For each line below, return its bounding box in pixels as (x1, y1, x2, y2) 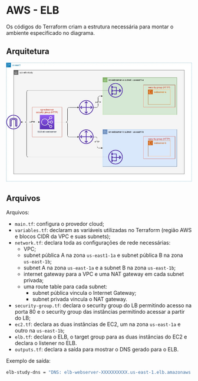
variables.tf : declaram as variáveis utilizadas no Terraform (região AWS (14, 227, 192, 234)
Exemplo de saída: (6, 357, 51, 364)
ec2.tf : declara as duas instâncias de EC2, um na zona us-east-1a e (14, 321, 181, 328)
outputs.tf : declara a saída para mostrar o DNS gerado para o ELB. (14, 346, 179, 353)
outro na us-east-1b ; (14, 327, 65, 334)
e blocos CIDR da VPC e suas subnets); (14, 233, 111, 240)
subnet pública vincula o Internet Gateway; (32, 289, 137, 297)
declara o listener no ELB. (14, 340, 77, 347)
